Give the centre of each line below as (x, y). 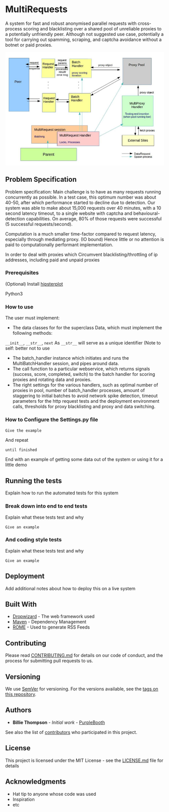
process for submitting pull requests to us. (49, 661)
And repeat (17, 440)
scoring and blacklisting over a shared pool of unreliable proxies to (92, 28)
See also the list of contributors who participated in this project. (71, 732)
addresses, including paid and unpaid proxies (52, 260)
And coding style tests (34, 539)
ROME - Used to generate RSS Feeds (51, 627)
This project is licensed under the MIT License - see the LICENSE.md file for (84, 760)
